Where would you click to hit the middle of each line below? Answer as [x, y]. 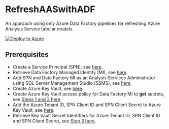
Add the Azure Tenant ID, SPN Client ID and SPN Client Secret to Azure [87, 105]
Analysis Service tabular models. [40, 28]
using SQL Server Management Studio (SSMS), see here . [72, 83]
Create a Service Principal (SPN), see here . [58, 67]
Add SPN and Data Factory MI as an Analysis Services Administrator [84, 78]
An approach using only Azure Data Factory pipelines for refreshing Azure [83, 23]
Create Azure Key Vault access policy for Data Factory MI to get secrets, [89, 94]
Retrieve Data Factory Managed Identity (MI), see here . [70, 72]
